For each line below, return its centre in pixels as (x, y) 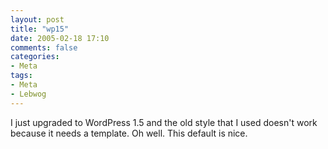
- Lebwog (28, 94)
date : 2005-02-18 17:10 (60, 38)
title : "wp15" (40, 29)
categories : (35, 57)
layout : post (37, 19)
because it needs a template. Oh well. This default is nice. (129, 133)
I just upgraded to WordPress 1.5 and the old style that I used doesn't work (164, 122)
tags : (21, 76)
